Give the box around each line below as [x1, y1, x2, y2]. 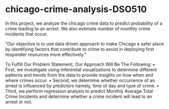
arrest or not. [5, 98, 33, 104]
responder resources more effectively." [5, 51, 87, 58]
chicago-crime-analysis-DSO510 [5, 4, 147, 15]
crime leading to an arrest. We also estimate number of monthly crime [5, 25, 150, 31]
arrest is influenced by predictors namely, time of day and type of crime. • [5, 82, 159, 89]
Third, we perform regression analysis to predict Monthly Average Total [5, 88, 153, 94]
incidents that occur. [5, 31, 48, 37]
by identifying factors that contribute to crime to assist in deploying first [5, 46, 154, 52]
